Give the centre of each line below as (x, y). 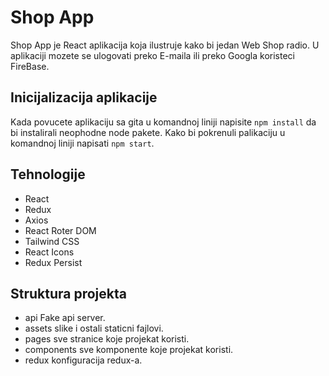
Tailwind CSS (52, 241)
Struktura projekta (68, 293)
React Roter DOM (60, 230)
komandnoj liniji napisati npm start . (82, 143)
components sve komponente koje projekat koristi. (129, 350)
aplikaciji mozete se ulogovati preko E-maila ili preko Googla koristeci (152, 55)
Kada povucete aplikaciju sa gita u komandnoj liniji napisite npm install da (163, 122)
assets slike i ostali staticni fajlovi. (94, 328)
